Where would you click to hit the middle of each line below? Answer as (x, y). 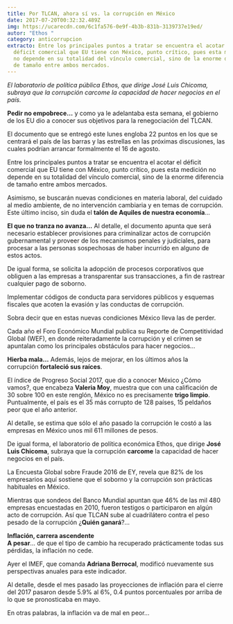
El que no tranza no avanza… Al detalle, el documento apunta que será (109, 225)
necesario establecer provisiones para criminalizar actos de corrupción (109, 233)
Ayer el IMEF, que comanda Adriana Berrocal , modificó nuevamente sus (111, 564)
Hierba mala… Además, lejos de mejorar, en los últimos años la (98, 359)
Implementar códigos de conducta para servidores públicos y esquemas (111, 297)
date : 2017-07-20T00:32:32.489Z (54, 20)
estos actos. (25, 255)
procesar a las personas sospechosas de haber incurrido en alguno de (108, 248)
